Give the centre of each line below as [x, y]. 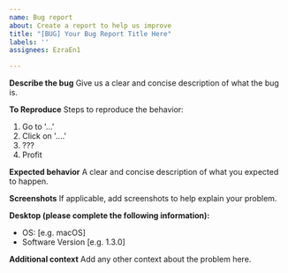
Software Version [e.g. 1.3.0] [73, 242]
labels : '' [29, 42]
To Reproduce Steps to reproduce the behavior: [96, 110]
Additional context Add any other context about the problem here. [130, 259]
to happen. [29, 181]
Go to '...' [38, 127]
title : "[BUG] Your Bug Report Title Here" [91, 34]
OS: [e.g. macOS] [54, 233]
